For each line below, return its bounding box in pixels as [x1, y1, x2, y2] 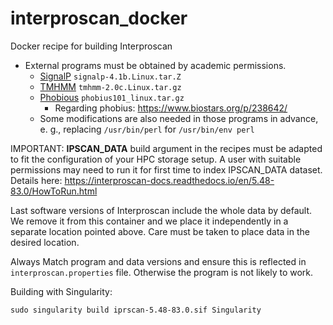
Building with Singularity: [10, 285, 113, 297]
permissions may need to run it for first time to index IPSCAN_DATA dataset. [10, 163, 323, 176]
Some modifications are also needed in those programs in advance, [39, 112, 319, 124]
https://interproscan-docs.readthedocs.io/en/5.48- [64, 174, 275, 186]
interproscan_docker [10, 7, 188, 30]
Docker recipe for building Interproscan [10, 40, 173, 52]
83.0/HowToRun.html [10, 185, 98, 197]
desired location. [10, 236, 80, 248]
